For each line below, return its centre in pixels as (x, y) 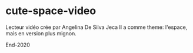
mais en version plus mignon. (41, 33)
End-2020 (18, 45)
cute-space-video (51, 11)
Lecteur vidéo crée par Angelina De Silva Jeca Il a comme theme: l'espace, (96, 27)
